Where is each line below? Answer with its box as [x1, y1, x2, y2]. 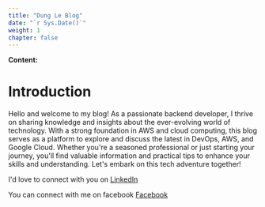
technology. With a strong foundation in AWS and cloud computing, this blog [8, 126, 258, 135]
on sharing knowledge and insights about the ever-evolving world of [8, 118, 231, 127]
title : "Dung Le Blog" [8, 11, 83, 20]
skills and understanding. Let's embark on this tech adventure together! [8, 160, 241, 169]
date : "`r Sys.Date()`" [8, 19, 87, 27]
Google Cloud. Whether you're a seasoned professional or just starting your [8, 143, 256, 152]
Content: [8, 55, 38, 65]
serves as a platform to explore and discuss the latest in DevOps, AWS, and [8, 134, 254, 144]
